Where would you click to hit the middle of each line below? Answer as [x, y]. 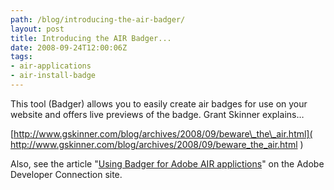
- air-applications [51, 66]
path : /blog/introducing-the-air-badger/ [98, 19]
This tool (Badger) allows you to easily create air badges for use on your [159, 103]
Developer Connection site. [66, 174]
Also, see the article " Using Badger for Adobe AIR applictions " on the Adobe [167, 163]
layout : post [37, 29]
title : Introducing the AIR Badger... [91, 38]
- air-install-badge [53, 76]
